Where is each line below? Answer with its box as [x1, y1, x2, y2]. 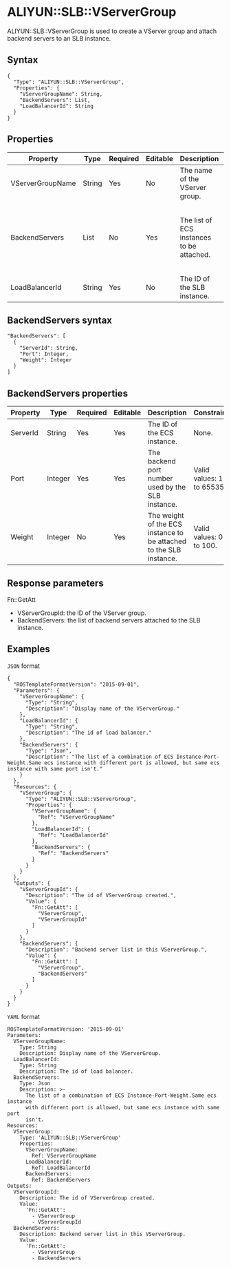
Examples [7, 643, 50, 655]
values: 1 [193, 474, 223, 483]
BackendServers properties [7, 387, 129, 399]
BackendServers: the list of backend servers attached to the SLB [16, 616, 201, 624]
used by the [147, 483, 186, 492]
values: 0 [193, 532, 223, 542]
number [147, 474, 173, 483]
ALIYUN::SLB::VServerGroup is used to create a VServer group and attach [7, 27, 217, 35]
